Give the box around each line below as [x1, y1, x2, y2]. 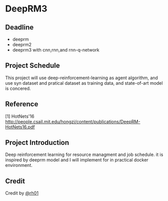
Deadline [5, 23, 34, 32]
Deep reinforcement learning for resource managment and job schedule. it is [5, 151, 163, 158]
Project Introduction [5, 138, 69, 147]
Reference [5, 100, 39, 108]
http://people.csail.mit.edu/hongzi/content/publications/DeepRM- [5, 118, 140, 124]
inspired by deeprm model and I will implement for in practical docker [5, 157, 149, 163]
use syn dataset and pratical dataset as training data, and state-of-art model [5, 80, 163, 86]
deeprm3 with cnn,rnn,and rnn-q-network [12, 47, 100, 53]
